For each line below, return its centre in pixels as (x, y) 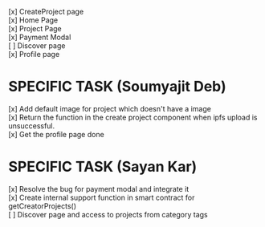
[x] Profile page (34, 54)
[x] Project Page (35, 28)
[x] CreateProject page (46, 12)
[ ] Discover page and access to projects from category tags (108, 214)
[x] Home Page (33, 20)
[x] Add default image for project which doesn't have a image (110, 108)
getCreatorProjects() (43, 206)
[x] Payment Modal (40, 37)
